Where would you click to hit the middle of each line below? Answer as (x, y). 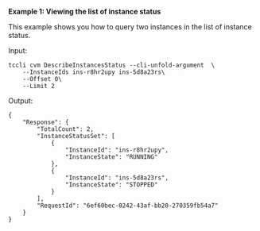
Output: (21, 101)
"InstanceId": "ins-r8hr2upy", (117, 150)
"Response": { (46, 122)
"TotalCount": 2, (65, 129)
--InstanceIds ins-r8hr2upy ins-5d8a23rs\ (94, 72)
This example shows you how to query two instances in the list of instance (130, 27)
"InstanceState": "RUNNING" (111, 157)
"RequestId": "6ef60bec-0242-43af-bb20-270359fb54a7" (128, 206)
